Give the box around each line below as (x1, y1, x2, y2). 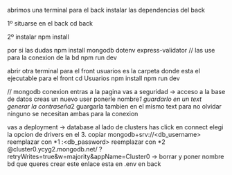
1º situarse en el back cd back (7, 19, 93, 27)
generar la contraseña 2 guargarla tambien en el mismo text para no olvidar (7, 102, 222, 110)
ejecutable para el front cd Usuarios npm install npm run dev (7, 74, 180, 82)
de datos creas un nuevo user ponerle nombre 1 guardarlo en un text (7, 95, 202, 103)
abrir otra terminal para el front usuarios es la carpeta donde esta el (7, 67, 201, 75)
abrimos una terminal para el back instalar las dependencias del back (7, 6, 206, 14)
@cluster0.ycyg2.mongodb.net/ (7, 145, 98, 153)
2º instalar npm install (7, 33, 69, 41)
